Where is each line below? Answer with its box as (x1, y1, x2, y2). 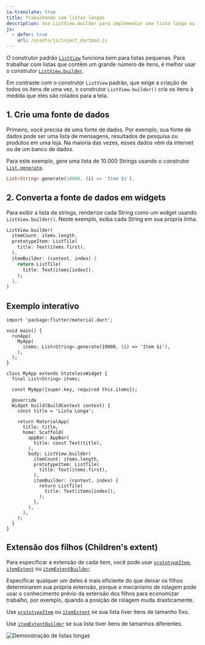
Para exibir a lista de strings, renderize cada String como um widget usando (6, 208, 197, 216)
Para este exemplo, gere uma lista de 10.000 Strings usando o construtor (6, 157, 190, 164)
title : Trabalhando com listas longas (6, 15, 105, 21)
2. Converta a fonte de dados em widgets (6, 193, 166, 203)
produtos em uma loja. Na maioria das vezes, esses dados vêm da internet (6, 139, 194, 146)
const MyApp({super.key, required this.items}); (12, 386, 138, 393)
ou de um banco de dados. (6, 145, 74, 153)
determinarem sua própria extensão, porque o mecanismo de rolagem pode (6, 583, 197, 591)
